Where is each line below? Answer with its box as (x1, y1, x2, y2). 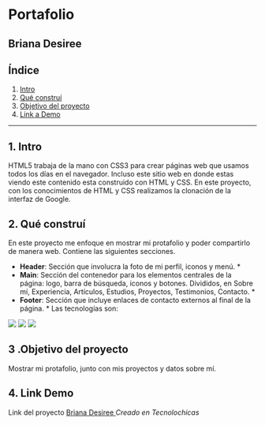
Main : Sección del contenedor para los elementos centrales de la (19, 270, 232, 280)
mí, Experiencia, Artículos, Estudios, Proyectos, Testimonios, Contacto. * (19, 287, 256, 296)
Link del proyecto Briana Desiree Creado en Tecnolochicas (8, 408, 200, 417)
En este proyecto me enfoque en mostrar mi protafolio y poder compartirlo (8, 238, 251, 248)
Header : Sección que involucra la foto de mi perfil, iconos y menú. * (19, 262, 241, 271)
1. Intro (8, 140, 42, 153)
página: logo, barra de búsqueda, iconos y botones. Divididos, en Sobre (19, 278, 254, 289)
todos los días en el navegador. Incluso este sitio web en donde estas (8, 170, 234, 179)
